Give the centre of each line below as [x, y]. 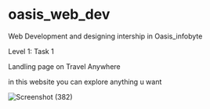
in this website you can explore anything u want [85, 82]
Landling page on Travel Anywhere [65, 66]
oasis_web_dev [59, 15]
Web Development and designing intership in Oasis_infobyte [105, 36]
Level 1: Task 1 [31, 51]
